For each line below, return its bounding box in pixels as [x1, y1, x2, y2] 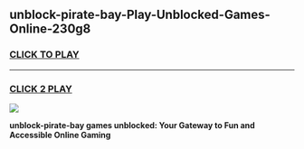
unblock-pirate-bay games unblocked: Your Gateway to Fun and [9, 119, 255, 130]
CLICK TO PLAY [9, 49, 80, 61]
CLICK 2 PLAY [9, 82, 72, 95]
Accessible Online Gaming [9, 129, 111, 140]
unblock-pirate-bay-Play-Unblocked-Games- [9, 7, 271, 23]
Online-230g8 [9, 22, 91, 37]
